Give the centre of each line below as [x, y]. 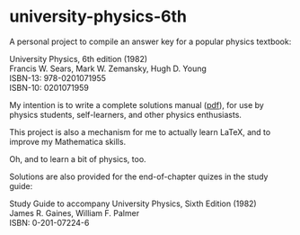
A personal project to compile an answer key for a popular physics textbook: [150, 41]
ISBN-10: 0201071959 [49, 87]
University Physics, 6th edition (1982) [79, 59]
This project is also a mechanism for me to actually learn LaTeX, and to [140, 131]
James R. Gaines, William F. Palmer [75, 212]
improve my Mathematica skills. [68, 141]
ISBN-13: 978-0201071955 [57, 77]
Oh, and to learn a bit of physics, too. [78, 158]
